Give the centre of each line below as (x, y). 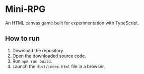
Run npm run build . (32, 61)
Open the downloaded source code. (49, 56)
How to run (23, 38)
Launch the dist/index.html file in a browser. (59, 66)
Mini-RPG (25, 9)
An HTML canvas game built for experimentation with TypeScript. (72, 23)
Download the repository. (38, 50)
